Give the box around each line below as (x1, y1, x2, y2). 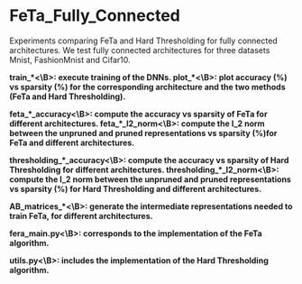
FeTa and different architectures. (9, 137, 135, 148)
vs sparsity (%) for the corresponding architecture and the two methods (9, 81, 286, 92)
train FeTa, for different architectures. (9, 210, 153, 221)
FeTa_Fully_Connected (9, 5, 180, 26)
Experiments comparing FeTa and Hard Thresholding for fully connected (9, 35, 278, 46)
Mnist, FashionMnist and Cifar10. (9, 54, 131, 65)
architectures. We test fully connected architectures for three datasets (9, 44, 270, 55)
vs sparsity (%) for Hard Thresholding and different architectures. (9, 183, 262, 194)
